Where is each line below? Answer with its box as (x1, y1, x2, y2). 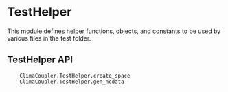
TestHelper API (7, 54, 73, 66)
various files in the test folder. (7, 34, 91, 42)
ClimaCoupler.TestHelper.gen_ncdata (19, 78, 125, 85)
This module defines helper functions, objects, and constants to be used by (7, 27, 221, 35)
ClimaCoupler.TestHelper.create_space (19, 72, 130, 79)
